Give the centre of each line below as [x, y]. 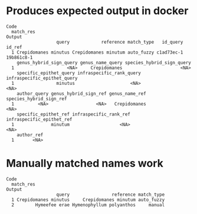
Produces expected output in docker [97, 11]
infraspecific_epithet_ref [39, 119]
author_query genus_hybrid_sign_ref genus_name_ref [81, 93]
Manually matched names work [85, 164]
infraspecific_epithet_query [42, 78]
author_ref [30, 135]
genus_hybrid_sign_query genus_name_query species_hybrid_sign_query [104, 62]
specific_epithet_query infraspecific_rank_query [79, 73]
